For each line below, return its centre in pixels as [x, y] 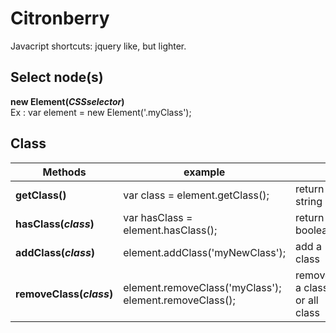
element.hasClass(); [170, 230]
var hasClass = [158, 217]
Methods [64, 172]
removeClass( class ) [64, 294]
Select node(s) [57, 77]
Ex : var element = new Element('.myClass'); [101, 112]
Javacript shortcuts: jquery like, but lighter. [98, 46]
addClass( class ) [55, 252]
